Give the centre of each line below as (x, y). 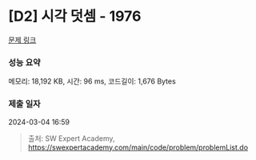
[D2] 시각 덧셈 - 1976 (75, 16)
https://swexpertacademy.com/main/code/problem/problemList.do (138, 147)
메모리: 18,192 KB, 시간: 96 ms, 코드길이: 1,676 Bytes (92, 81)
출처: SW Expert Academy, (71, 138)
